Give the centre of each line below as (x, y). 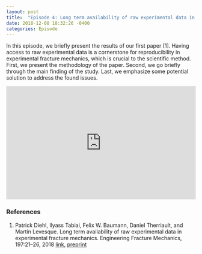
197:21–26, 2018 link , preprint (51, 244)
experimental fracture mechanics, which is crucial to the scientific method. (99, 59)
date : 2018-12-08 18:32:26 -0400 (48, 23)
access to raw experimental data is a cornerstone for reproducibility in (93, 52)
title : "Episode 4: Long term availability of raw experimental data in (101, 17)
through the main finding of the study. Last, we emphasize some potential (97, 71)
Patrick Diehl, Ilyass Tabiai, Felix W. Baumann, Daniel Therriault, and (99, 225)
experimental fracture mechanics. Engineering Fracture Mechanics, (98, 238)
